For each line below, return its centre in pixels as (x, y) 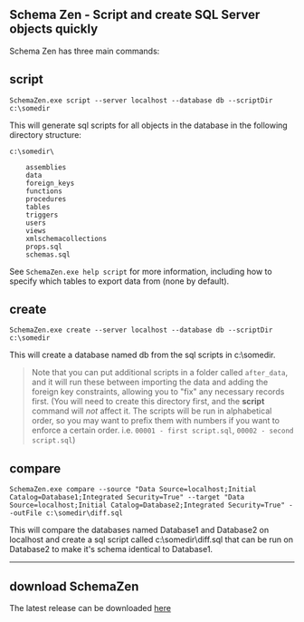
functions (44, 191)
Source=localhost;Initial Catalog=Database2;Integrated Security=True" (147, 505)
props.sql (44, 247)
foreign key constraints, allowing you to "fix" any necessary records (158, 392)
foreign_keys (50, 183)
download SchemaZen (74, 586)
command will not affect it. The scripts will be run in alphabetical (152, 411)
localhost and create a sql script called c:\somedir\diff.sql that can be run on (152, 539)
